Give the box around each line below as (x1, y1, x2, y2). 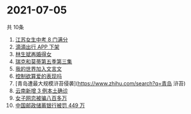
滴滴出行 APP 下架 (15, 43, 60, 50)
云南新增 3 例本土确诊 (15, 87, 68, 94)
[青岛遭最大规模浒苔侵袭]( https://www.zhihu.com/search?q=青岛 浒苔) (15, 80, 186, 87)
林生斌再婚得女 (15, 50, 52, 57)
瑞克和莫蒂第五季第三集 (15, 58, 72, 65)
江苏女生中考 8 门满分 (15, 36, 68, 43)
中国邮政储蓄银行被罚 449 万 (15, 102, 85, 109)
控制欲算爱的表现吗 (15, 72, 62, 80)
